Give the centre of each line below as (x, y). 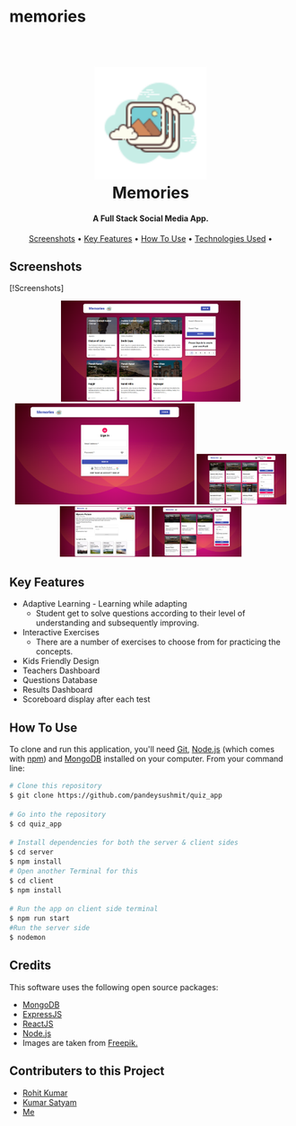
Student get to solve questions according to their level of (140, 614)
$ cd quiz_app (36, 824)
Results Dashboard (57, 690)
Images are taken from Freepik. (80, 1042)
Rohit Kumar (45, 1093)
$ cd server (31, 852)
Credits (30, 966)
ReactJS (38, 1024)
